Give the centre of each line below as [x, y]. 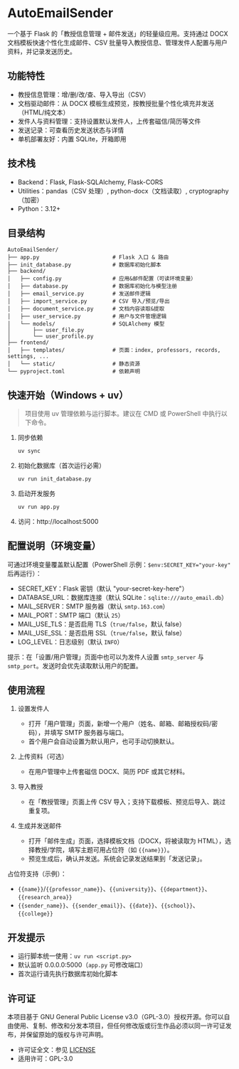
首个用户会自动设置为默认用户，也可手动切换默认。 [103, 741]
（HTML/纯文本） [43, 112]
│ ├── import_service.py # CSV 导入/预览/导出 [89, 301]
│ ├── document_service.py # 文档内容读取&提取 [86, 309]
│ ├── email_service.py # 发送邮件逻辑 [79, 294]
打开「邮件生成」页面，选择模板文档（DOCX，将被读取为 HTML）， [127, 841]
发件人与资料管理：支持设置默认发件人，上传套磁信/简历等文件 [109, 121]
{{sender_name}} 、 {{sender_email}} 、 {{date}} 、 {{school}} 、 [108, 906]
